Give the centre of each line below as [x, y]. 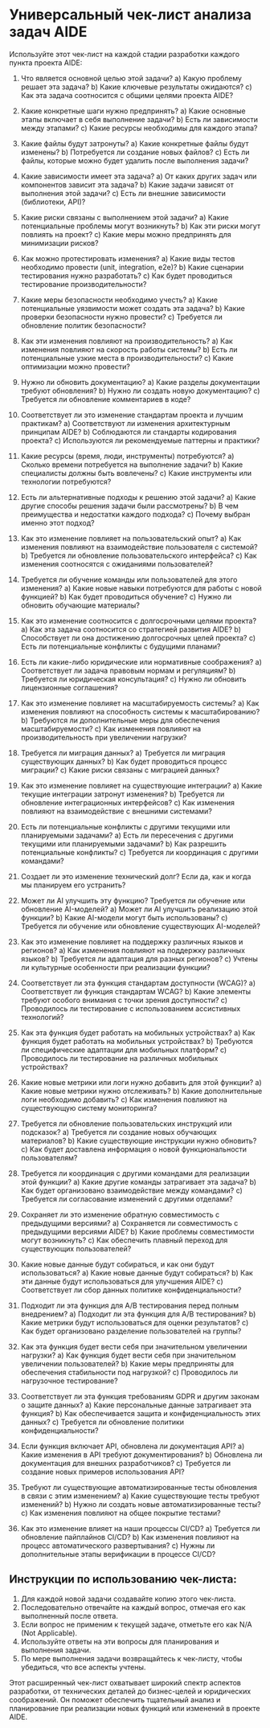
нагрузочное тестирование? [70, 1381]
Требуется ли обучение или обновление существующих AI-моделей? [140, 926]
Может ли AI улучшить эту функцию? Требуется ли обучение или [133, 900]
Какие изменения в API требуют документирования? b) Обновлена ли [141, 1454]
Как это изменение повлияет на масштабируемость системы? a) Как [140, 703]
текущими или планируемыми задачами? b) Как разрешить [124, 844]
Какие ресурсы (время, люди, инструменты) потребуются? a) [127, 456]
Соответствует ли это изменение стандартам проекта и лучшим [132, 415]
